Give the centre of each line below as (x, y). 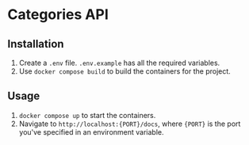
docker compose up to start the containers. (87, 115)
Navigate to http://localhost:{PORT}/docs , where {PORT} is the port (130, 124)
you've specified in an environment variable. (91, 132)
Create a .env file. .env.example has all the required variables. (119, 63)
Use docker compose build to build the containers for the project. (125, 71)
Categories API (58, 15)
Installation (36, 44)
